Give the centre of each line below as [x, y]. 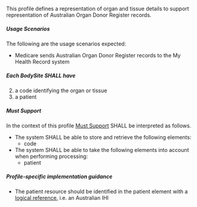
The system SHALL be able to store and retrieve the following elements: [103, 137]
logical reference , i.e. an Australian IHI [62, 197]
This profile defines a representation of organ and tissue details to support [98, 9]
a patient [26, 97]
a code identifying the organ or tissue [61, 90]
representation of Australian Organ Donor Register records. [79, 15]
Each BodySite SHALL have [41, 75]
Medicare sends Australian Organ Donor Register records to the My [98, 55]
